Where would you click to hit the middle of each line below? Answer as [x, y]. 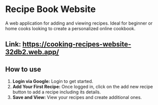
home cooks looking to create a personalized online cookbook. [70, 28]
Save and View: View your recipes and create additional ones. [77, 97]
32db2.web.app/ [32, 52]
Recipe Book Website [51, 9]
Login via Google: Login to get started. [53, 81]
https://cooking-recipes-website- [77, 44]
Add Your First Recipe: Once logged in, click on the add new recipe [83, 87]
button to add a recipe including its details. [57, 92]
